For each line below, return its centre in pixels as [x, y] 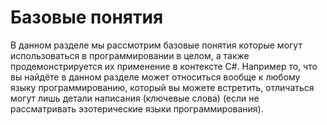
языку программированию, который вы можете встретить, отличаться [162, 87]
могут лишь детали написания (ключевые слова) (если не [135, 98]
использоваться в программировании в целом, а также [130, 55]
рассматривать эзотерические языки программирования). [137, 108]
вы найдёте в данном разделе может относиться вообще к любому [155, 77]
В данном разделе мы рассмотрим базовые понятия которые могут [156, 45]
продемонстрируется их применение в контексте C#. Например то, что [164, 66]
